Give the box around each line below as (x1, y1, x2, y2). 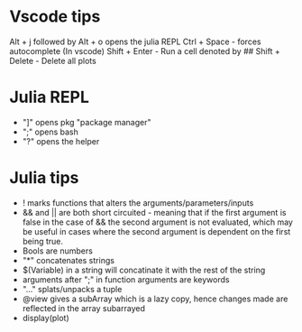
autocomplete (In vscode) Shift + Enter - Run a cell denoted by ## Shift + (9, 45, 281, 56)
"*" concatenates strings (22, 254, 115, 265)
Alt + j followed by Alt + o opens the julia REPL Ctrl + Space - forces (9, 36, 261, 47)
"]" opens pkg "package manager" (22, 116, 151, 127)
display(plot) (22, 312, 69, 323)
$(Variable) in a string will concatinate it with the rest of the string (22, 264, 266, 275)
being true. (22, 235, 64, 246)
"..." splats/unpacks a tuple (22, 283, 123, 294)
